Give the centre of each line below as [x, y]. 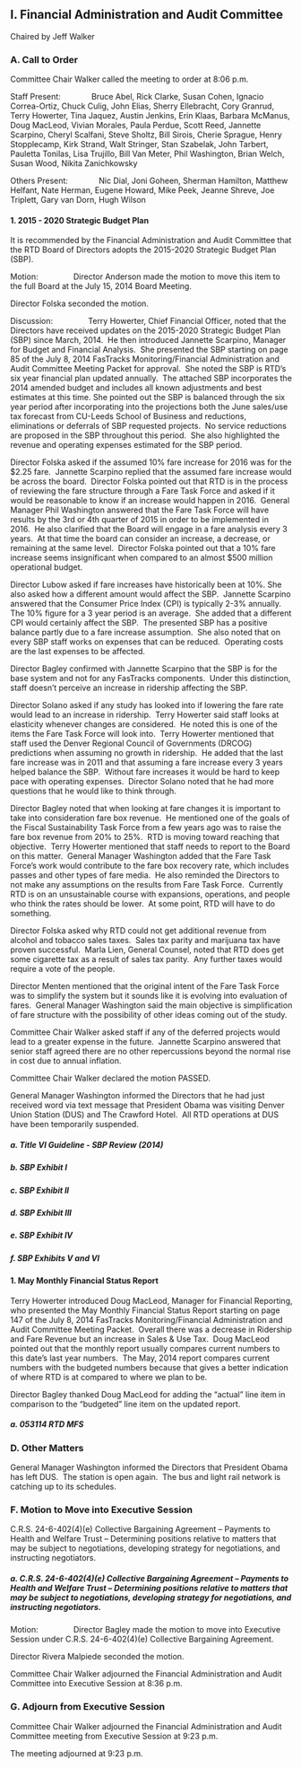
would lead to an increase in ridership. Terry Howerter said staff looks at [145, 715]
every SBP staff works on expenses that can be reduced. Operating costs [147, 642]
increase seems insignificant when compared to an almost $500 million [142, 558]
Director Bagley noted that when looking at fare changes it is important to [146, 809]
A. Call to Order [44, 59]
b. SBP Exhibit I [39, 1168]
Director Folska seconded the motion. [79, 303]
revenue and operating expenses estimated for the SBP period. [126, 445]
